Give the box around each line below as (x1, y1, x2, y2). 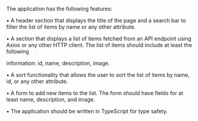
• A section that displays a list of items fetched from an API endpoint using (6, 35, 192, 42)
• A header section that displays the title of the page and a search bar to (6, 17, 186, 24)
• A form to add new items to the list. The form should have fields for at (6, 90, 184, 96)
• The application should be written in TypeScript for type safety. (6, 108, 168, 114)
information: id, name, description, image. (6, 60, 110, 67)
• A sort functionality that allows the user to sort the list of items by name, (6, 71, 190, 78)
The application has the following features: (6, 5, 113, 12)
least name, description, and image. (6, 96, 95, 103)
